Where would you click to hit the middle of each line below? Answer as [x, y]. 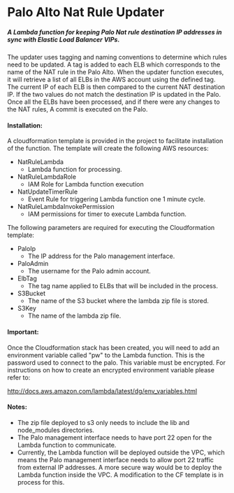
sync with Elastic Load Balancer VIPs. [64, 39]
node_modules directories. [56, 430]
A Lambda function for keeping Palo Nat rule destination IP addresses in [115, 32]
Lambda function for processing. [75, 170]
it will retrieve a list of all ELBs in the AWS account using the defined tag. [111, 80]
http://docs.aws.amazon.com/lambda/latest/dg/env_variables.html [102, 391]
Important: [23, 332]
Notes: [17, 407]
